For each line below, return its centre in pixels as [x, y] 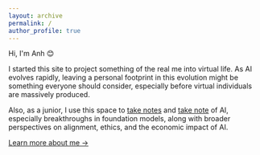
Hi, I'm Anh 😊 [31, 54]
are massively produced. [49, 95]
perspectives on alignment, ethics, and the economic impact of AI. [118, 127]
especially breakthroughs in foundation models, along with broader [120, 119]
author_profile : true [45, 31]
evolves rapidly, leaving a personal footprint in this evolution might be [124, 78]
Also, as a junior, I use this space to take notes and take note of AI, [119, 110]
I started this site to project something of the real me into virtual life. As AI [130, 69]
